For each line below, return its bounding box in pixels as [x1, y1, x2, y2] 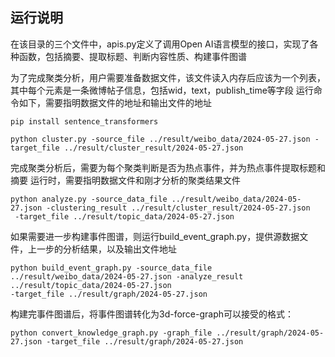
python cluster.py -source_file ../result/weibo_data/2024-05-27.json [10, 134, 311, 144]
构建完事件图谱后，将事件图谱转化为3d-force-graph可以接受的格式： [10, 308, 295, 320]
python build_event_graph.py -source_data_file [10, 263, 213, 273]
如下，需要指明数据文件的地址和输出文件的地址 [18, 96, 212, 108]
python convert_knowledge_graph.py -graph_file [10, 328, 213, 338]
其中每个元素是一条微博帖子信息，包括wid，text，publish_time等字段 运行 [10, 84, 314, 96]
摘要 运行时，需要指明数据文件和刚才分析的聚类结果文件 [10, 174, 241, 186]
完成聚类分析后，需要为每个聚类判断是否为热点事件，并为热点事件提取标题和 [10, 161, 326, 173]
